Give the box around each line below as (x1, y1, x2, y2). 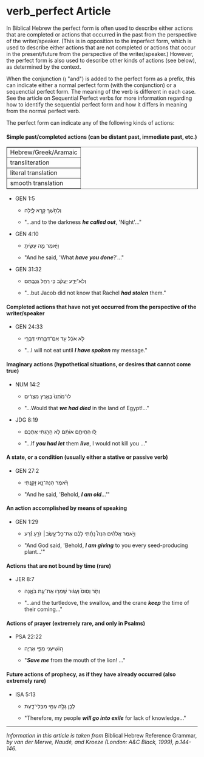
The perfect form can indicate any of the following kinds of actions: (6, 119, 175, 126)
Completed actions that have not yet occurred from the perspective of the (6, 303, 197, 310)
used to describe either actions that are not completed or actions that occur (6, 44, 196, 51)
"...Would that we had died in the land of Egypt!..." (24, 404, 150, 411)
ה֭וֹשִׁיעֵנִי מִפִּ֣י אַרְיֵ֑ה (24, 645, 64, 652)
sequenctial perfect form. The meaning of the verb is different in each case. (6, 88, 196, 95)
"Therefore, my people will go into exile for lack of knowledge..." (24, 714, 186, 722)
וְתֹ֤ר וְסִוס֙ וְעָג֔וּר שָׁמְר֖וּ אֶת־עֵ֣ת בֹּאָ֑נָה (24, 587, 100, 595)
